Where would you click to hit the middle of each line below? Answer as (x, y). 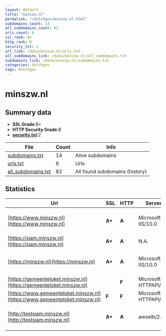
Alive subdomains (96, 155)
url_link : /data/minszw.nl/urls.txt (43, 51)
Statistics (20, 189)
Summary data (28, 112)
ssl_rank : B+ (19, 38)
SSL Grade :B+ (27, 124)
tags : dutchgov (21, 70)
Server (154, 203)
